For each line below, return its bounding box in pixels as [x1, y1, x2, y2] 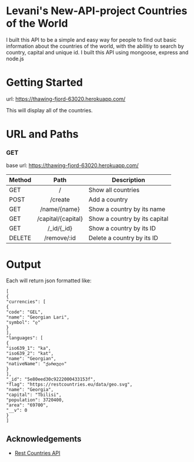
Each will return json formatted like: [6, 277, 92, 284]
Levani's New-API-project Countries [6, 4, 188, 18]
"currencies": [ [6, 299, 46, 305]
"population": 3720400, [6, 397, 65, 403]
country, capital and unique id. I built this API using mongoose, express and [6, 48, 189, 56]
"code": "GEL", [6, 309, 44, 315]
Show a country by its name [88, 205, 166, 213]
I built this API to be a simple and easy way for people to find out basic [6, 36, 177, 43]
